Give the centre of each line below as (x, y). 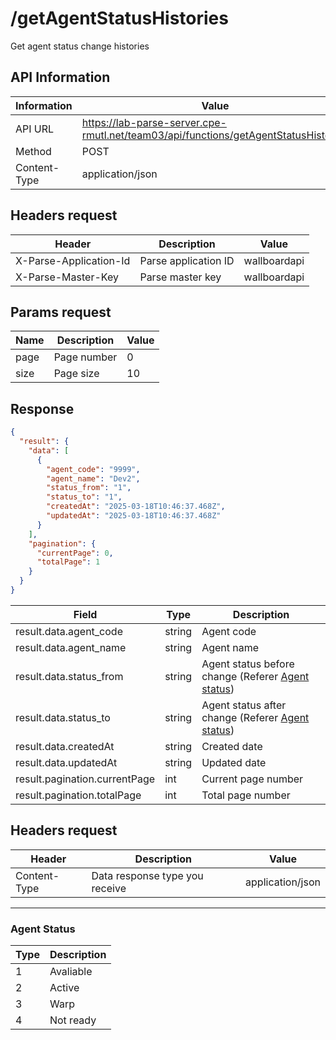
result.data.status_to (63, 717)
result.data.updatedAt (66, 762)
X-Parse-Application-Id (73, 260)
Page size (76, 374)
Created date (232, 746)
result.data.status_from (69, 676)
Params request (61, 312)
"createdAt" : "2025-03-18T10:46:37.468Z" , (136, 507)
